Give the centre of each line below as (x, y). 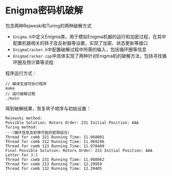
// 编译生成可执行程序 (26, 84)
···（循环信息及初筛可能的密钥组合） (39, 132)
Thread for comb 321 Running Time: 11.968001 (55, 137)
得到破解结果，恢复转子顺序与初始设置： (48, 108)
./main (12, 98)
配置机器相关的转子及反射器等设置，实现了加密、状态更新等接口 (80, 43)
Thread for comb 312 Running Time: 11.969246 (55, 142)
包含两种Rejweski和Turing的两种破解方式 (49, 26)
